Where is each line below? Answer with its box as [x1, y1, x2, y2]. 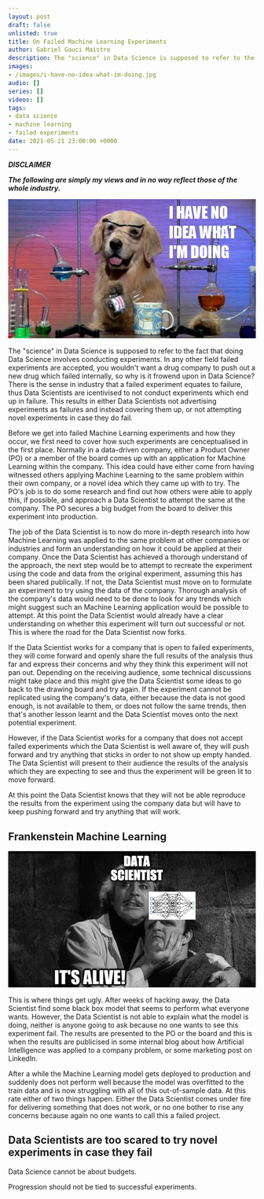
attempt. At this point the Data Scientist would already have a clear [8, 611, 224, 621]
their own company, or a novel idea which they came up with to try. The [8, 478, 240, 488]
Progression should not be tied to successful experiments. [8, 1182, 197, 1191]
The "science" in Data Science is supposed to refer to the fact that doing [8, 346, 244, 356]
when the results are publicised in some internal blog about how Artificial [8, 1037, 244, 1046]
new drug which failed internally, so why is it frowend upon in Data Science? [8, 371, 255, 381]
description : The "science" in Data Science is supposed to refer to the [8, 54, 255, 62]
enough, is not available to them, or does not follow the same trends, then [8, 701, 247, 711]
